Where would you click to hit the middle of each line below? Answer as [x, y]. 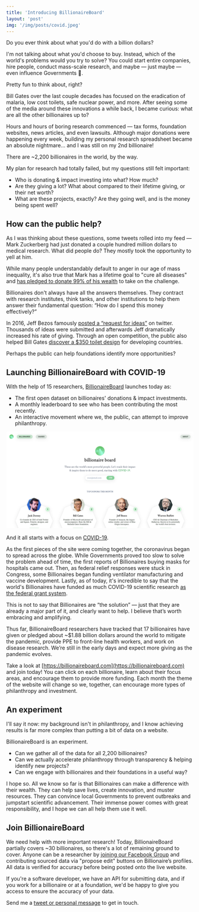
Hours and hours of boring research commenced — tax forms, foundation [97, 126]
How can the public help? [54, 224]
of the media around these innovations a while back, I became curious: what [99, 109]
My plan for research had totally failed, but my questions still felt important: [98, 169]
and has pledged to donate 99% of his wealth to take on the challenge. [93, 281]
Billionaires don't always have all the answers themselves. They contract [95, 293]
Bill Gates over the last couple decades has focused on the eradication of [96, 96]
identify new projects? [42, 766]
